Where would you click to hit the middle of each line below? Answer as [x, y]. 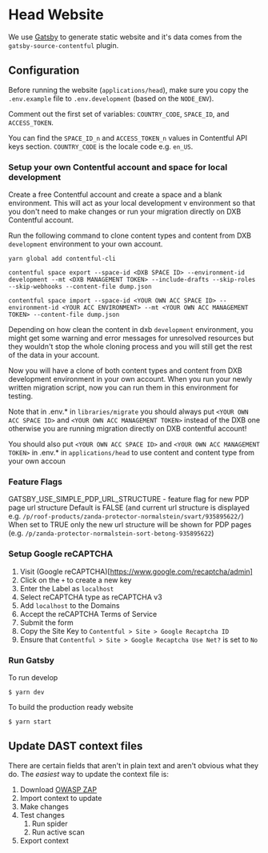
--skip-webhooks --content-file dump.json [80, 287]
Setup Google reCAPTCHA [61, 554]
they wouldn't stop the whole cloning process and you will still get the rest [130, 346]
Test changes [42, 815]
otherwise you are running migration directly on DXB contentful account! [128, 429]
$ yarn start [30, 722]
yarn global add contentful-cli [62, 259]
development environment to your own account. [86, 244]
